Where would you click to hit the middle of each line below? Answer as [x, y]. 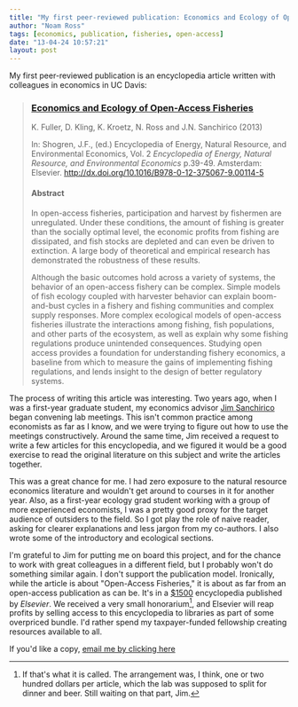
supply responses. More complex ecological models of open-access [156, 315]
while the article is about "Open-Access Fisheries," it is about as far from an [148, 583]
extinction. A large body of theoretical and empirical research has [150, 250]
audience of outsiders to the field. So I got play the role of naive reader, [139, 519]
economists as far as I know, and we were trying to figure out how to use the [149, 426]
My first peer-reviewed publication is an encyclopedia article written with [143, 75]
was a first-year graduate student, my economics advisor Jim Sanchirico [142, 407]
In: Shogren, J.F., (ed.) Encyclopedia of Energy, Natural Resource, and [158, 145]
